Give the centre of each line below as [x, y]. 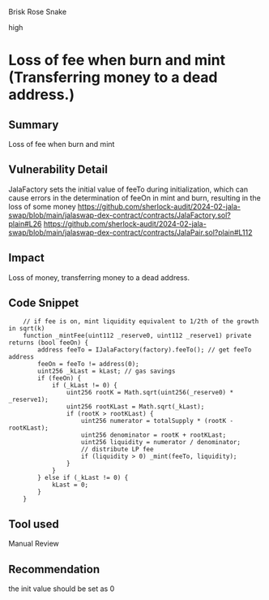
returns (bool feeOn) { [49, 343]
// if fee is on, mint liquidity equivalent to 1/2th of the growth [141, 322]
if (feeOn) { [60, 378]
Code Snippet [44, 303]
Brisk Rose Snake [38, 12]
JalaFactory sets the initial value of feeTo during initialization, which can [128, 189]
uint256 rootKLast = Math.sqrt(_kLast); [135, 407]
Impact [26, 258]
